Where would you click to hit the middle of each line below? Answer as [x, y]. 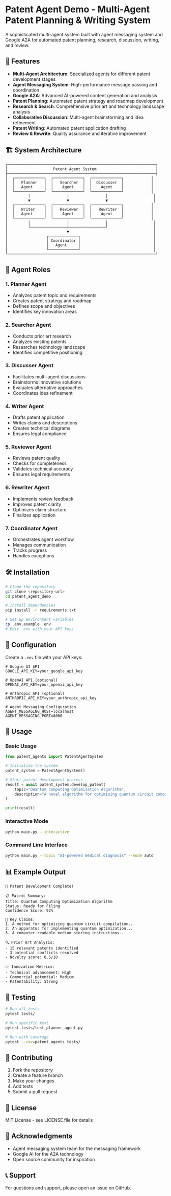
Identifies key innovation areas [45, 312]
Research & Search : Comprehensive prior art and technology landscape [88, 106]
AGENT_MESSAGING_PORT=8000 [34, 716]
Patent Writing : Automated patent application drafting [69, 128]
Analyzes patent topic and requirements [54, 296]
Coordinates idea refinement [42, 393]
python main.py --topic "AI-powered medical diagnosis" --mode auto [79, 855]
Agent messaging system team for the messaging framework [77, 1148]
